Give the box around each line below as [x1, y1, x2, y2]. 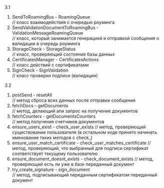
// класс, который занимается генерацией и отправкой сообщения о [12, 35, 159, 41]
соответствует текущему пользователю [12, 150, 98, 156]
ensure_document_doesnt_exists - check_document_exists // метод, [12, 156, 154, 162]
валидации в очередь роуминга [12, 41, 81, 47]
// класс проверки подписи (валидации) [12, 73, 98, 78]
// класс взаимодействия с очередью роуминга [12, 20, 115, 25]
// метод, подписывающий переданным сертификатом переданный [12, 172, 157, 177]
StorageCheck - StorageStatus [12, 46, 76, 52]
